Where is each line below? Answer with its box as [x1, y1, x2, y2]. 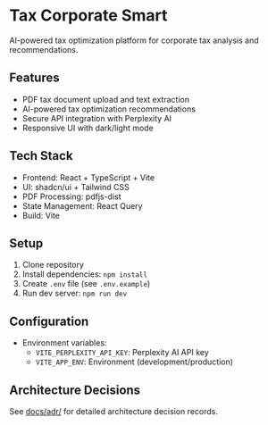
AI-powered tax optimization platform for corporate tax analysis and [9, 35, 259, 46]
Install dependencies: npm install [21, 269, 147, 279]
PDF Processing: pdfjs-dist [21, 191, 122, 202]
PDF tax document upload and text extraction [21, 94, 190, 104]
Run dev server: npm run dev [21, 287, 128, 299]
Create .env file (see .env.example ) [21, 279, 151, 289]
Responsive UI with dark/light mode [21, 122, 154, 133]
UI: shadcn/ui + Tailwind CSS [21, 181, 130, 192]
